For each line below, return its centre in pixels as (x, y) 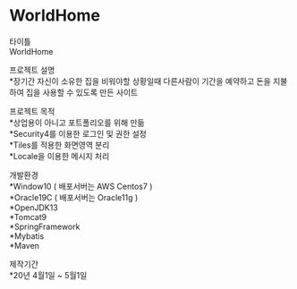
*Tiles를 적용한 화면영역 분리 (59, 145)
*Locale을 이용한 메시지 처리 (59, 156)
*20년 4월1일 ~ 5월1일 (48, 275)
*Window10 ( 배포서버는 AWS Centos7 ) (81, 186)
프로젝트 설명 (32, 70)
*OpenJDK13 (34, 208)
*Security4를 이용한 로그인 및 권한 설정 (78, 133)
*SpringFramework (45, 226)
